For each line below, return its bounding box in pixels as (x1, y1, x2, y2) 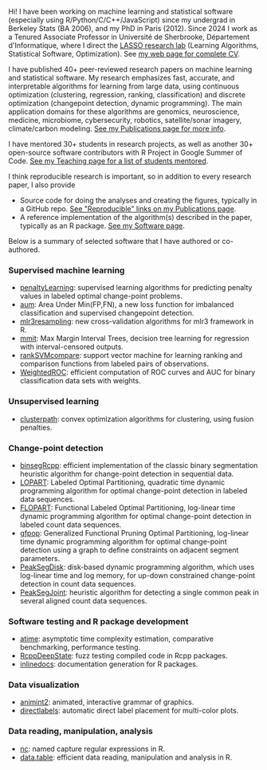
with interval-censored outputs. (19, 342, 124, 352)
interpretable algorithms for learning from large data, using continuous (8, 81, 240, 91)
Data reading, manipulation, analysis (8, 725, 153, 737)
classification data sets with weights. (19, 376, 141, 386)
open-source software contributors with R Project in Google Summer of (8, 147, 243, 157)
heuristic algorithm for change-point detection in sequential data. (19, 469, 234, 478)
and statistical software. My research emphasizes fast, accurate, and (8, 73, 235, 82)
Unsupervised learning (8, 396, 100, 407)
